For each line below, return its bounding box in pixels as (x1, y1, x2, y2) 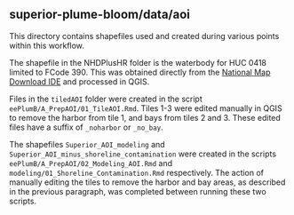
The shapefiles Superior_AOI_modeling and (9, 139, 166, 149)
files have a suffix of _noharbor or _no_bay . (9, 122, 164, 132)
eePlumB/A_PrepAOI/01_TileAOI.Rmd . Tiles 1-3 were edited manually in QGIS (9, 102, 282, 114)
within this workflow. (9, 40, 84, 51)
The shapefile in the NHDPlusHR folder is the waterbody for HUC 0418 (9, 57, 267, 68)
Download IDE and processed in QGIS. (9, 76, 150, 87)
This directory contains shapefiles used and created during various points (9, 30, 280, 41)
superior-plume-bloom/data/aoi (9, 7, 191, 22)
